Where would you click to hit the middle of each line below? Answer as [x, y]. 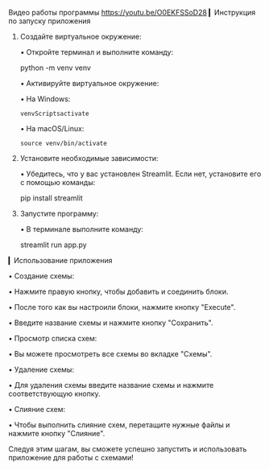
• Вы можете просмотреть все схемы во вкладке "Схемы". [110, 354]
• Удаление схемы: [41, 369]
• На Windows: [45, 99]
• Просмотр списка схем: [53, 338]
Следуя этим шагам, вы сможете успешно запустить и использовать [128, 449]
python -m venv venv [55, 68]
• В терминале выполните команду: [81, 229]
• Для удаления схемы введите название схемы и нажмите [111, 385]
